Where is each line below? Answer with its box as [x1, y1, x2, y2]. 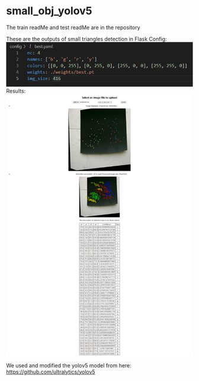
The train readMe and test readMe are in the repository [6, 24, 140, 31]
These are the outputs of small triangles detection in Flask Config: [6, 35, 167, 42]
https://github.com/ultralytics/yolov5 [6, 368, 96, 375]
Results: [6, 87, 26, 95]
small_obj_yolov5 [6, 4, 93, 18]
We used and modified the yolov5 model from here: [6, 361, 131, 369]
